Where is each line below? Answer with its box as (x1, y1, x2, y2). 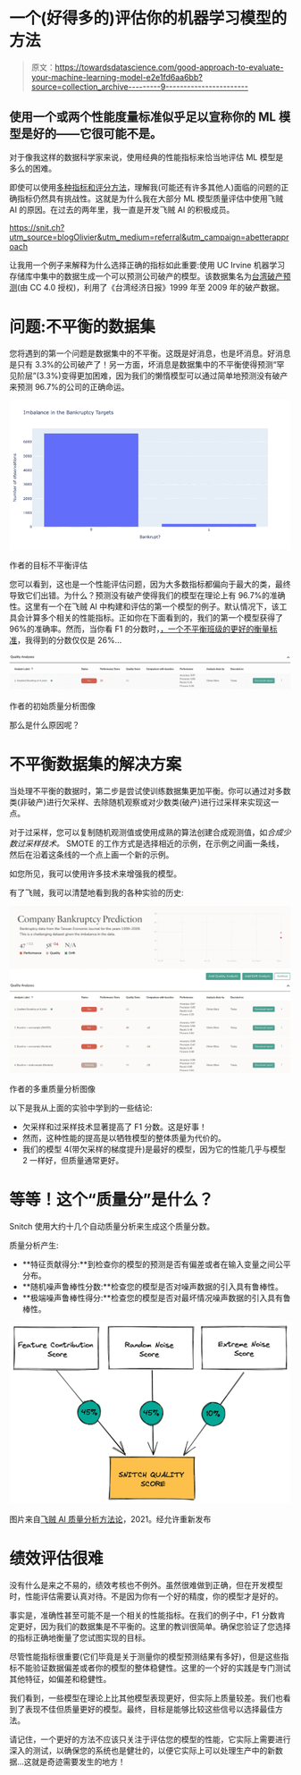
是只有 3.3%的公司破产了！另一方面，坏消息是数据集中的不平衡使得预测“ (9, 359, 277, 369)
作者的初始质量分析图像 (9, 701, 96, 712)
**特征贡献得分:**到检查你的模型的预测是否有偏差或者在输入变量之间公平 (21, 1258, 291, 1270)
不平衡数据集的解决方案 (9, 755, 182, 774)
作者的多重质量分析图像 (9, 1083, 96, 1094)
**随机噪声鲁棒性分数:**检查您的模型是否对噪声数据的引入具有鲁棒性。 (21, 1281, 283, 1292)
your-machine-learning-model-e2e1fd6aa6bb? (30, 72, 203, 82)
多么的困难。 (9, 163, 56, 173)
